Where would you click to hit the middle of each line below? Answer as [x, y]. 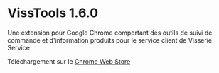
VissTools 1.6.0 [53, 13]
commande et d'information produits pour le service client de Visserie [109, 40]
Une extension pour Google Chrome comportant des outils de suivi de [110, 33]
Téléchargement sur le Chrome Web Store [69, 61]
